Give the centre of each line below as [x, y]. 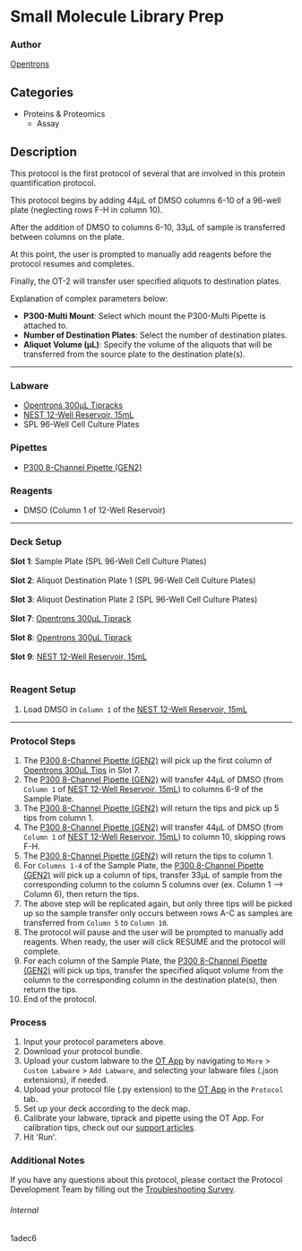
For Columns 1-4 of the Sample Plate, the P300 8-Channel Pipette [143, 865]
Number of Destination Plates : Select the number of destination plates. [155, 335]
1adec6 [23, 1238]
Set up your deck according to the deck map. [107, 1109]
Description [43, 151]
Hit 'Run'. [40, 1137]
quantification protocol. [53, 183]
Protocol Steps [43, 741]
